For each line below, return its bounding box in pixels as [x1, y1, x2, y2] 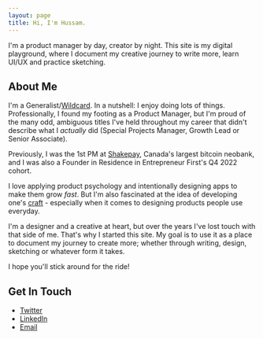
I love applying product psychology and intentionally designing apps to [8, 182, 238, 191]
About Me [8, 79, 57, 93]
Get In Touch [8, 285, 72, 298]
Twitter [19, 306, 43, 315]
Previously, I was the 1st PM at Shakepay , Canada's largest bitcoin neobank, [8, 149, 254, 159]
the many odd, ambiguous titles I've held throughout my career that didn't [8, 117, 247, 127]
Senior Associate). [8, 134, 69, 144]
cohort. [8, 166, 32, 175]
